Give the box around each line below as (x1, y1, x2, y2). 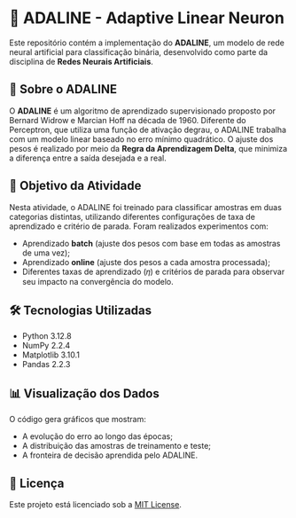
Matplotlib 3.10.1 (21, 349, 80, 360)
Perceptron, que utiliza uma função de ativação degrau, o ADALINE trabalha (9, 124, 286, 135)
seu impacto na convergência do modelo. (21, 276, 175, 286)
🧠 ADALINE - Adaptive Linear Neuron (9, 8, 285, 28)
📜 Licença (9, 475, 65, 491)
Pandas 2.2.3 (21, 359, 71, 370)
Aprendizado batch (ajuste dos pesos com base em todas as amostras (21, 238, 281, 248)
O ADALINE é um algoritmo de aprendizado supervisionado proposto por (9, 106, 277, 116)
